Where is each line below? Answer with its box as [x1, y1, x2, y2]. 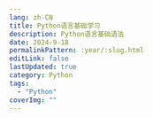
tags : [9, 79, 29, 88]
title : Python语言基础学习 [9, 21, 101, 30]
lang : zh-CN [9, 12, 53, 22]
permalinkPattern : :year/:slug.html [9, 46, 144, 55]
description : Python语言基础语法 [9, 29, 125, 38]
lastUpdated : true [9, 63, 77, 72]
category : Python [9, 71, 73, 80]
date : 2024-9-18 [9, 37, 69, 47]
